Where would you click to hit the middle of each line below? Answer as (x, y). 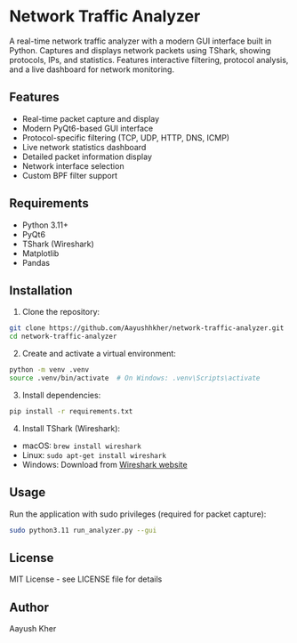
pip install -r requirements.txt (71, 411)
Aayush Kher (33, 629)
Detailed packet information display (87, 157)
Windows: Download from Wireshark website (105, 464)
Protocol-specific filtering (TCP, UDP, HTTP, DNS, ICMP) (125, 137)
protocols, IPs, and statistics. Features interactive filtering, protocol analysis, (149, 60)
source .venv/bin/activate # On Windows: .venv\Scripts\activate (135, 378)
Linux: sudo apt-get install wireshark (94, 454)
